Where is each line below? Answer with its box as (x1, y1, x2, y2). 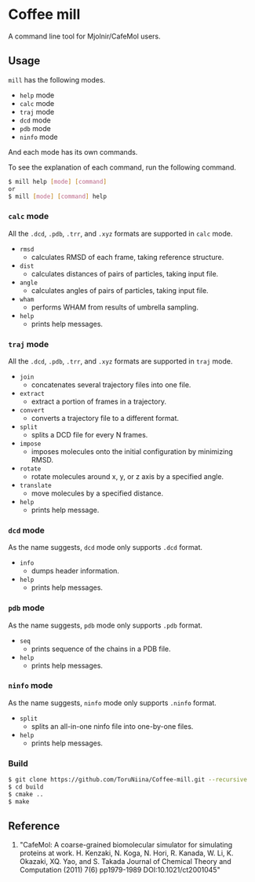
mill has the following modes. (8, 75, 106, 84)
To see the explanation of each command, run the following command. (8, 163, 237, 172)
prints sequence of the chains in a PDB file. (31, 644, 171, 653)
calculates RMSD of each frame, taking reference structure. (31, 252, 224, 262)
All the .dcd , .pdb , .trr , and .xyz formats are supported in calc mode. (8, 229, 233, 238)
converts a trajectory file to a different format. (31, 413, 179, 423)
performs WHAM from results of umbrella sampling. (31, 302, 199, 312)
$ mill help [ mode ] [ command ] (8, 177, 107, 185)
